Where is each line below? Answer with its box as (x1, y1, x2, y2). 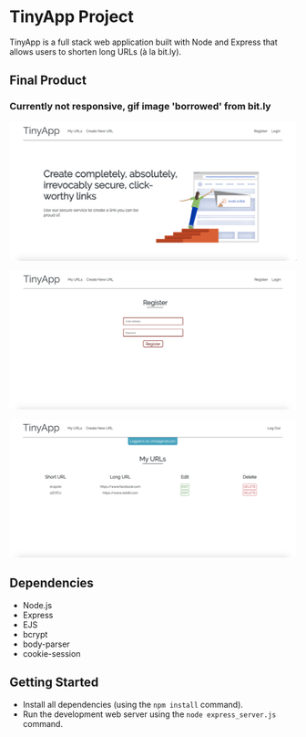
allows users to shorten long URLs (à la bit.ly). (9, 46, 182, 57)
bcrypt (22, 628, 48, 639)
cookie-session (22, 648, 81, 659)
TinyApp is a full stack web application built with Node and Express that (9, 36, 278, 47)
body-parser (22, 638, 70, 649)
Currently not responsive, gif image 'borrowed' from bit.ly (9, 100, 271, 113)
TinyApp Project (9, 6, 135, 27)
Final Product (9, 73, 87, 88)
